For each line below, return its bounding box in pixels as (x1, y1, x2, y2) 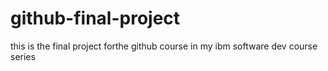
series (10, 50, 36, 62)
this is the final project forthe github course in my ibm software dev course (10, 40, 318, 52)
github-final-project (10, 7, 181, 30)
